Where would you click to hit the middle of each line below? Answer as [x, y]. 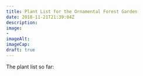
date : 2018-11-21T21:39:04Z [40, 17]
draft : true [21, 50]
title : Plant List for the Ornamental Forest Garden [72, 11]
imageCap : [18, 45]
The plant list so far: [30, 67]
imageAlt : [18, 39]
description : [22, 22]
